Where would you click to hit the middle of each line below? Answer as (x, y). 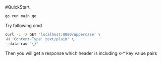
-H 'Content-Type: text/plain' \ (40, 39)
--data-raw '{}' (22, 44)
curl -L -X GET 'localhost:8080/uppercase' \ (53, 34)
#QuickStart (17, 7)
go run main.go (21, 16)
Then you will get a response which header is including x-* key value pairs (81, 53)
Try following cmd (24, 25)
